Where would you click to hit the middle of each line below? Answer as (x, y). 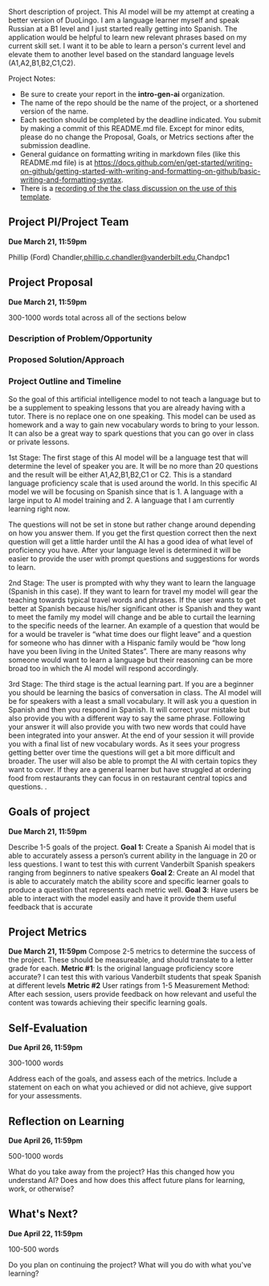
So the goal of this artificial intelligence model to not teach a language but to (134, 399)
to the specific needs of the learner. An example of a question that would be (134, 625)
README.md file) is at (56, 163)
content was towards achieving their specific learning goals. (108, 1003)
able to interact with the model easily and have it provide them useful (122, 898)
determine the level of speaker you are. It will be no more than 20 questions (133, 465)
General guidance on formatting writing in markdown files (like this (130, 154)
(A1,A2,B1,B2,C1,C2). (42, 63)
